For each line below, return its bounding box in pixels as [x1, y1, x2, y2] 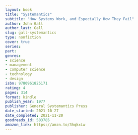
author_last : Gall [5, 26, 43, 31]
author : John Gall [5, 21, 43, 26]
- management [5, 62, 32, 67]
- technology [5, 72, 32, 77]
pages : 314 [5, 90, 28, 95]
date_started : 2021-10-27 [5, 108, 59, 114]
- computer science [5, 67, 46, 72]
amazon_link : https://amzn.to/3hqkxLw [5, 122, 85, 127]
